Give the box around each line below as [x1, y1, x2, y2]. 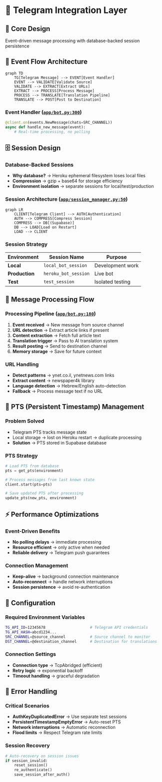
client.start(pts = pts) [5, 482, 52, 487]
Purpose [106, 254, 127, 261]
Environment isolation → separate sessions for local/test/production [12, 183, 154, 189]
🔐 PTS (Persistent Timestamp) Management [5, 403, 145, 411]
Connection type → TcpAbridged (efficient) [12, 662, 103, 668]
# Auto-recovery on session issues [5, 753, 79, 758]
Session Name [49, 254, 84, 261]
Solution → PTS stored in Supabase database [12, 440, 107, 446]
